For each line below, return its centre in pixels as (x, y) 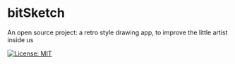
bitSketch (36, 13)
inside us (20, 39)
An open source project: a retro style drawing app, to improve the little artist (117, 32)
